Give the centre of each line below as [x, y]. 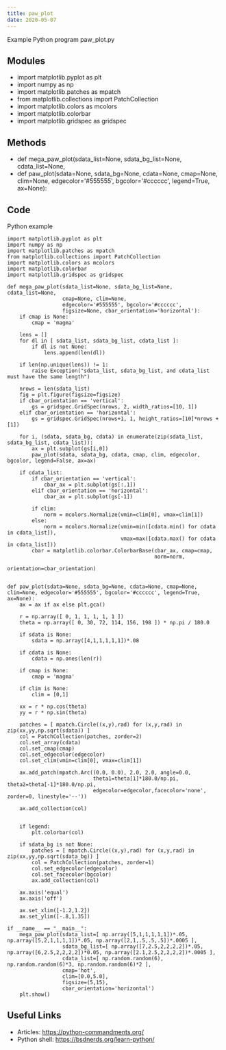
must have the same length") [49, 377]
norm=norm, [169, 557]
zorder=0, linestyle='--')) [47, 796]
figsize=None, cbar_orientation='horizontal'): [131, 310]
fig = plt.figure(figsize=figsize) [70, 395]
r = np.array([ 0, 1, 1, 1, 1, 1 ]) [72, 616]
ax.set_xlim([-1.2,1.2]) [55, 910]
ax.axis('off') [41, 899]
